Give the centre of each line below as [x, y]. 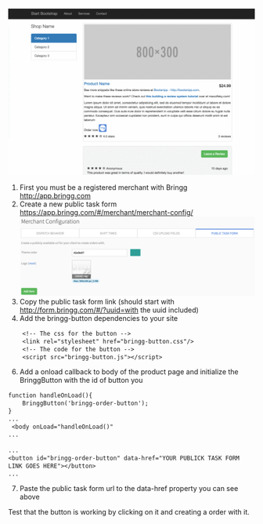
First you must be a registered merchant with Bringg [103, 187]
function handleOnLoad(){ [50, 396]
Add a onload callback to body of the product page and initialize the [129, 372]
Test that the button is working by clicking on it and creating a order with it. [129, 512]
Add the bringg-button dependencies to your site [99, 318]
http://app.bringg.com [55, 196]
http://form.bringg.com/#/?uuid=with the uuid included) [109, 310]
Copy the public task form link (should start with [97, 302]
